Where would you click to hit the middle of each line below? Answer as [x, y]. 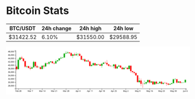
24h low [123, 29]
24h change [57, 29]
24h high [90, 29]
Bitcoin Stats [38, 11]
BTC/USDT [23, 29]
